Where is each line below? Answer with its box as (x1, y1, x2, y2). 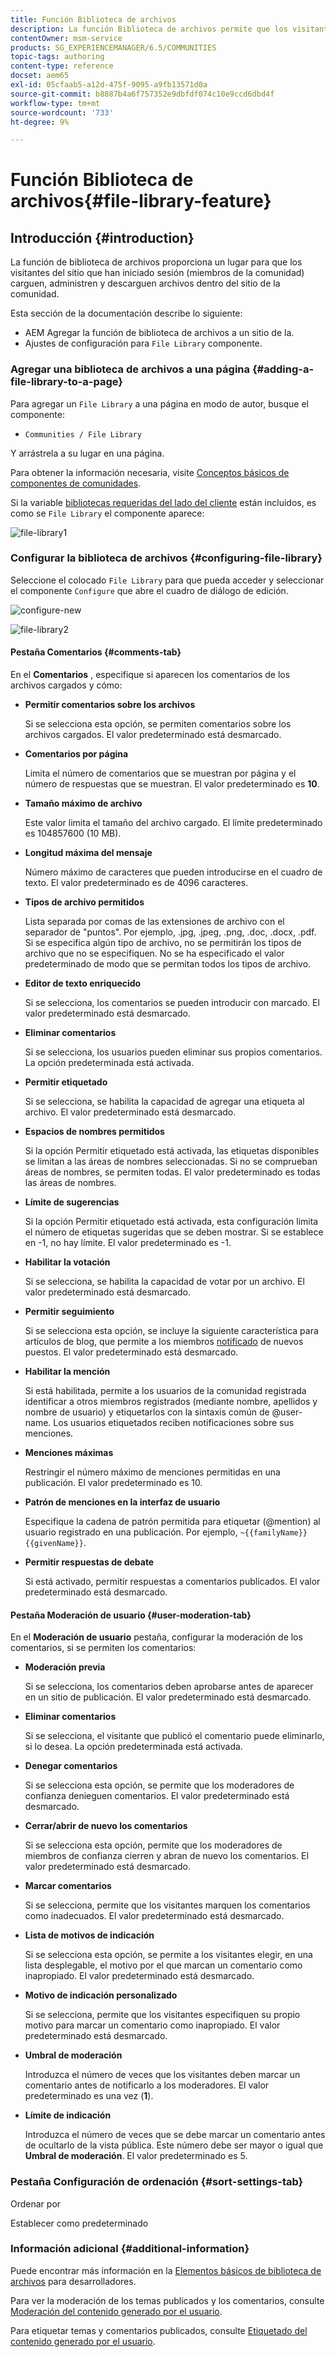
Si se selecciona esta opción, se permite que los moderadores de (24, 1779, 295, 1791)
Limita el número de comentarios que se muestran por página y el (24, 767, 297, 780)
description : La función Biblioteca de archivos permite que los (10, 24, 288, 34)
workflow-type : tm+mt (10, 98, 101, 108)
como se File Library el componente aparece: (10, 507, 205, 519)
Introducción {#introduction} (10, 229, 195, 246)
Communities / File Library (24, 429, 142, 440)
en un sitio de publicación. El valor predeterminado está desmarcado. (24, 1691, 312, 1703)
